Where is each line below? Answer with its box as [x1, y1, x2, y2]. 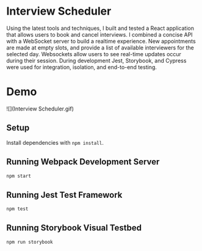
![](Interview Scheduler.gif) [6, 105, 74, 112]
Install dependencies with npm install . [6, 139, 104, 146]
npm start [6, 173, 32, 179]
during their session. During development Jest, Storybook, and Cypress [6, 57, 187, 64]
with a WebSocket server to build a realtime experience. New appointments [6, 37, 197, 45]
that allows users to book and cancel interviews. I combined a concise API [6, 31, 193, 38]
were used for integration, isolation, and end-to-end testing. [6, 63, 157, 71]
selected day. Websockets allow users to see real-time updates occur [6, 50, 182, 57]
